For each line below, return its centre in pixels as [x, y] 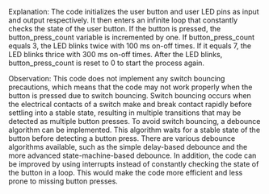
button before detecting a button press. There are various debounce [122, 138]
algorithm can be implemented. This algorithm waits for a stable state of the [134, 130]
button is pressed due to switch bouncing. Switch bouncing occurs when [130, 95]
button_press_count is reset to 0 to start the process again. [106, 63]
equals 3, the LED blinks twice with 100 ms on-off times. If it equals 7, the [130, 46]
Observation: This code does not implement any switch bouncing [117, 78]
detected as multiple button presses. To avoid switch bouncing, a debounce [134, 121]
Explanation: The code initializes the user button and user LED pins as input [134, 12]
